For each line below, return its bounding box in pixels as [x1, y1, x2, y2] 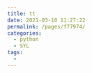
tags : [7, 49, 23, 56]
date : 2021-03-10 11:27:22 [7, 17, 86, 24]
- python [13, 36, 39, 43]
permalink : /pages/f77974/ [7, 23, 86, 30]
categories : [7, 29, 42, 37]
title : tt [7, 10, 36, 17]
